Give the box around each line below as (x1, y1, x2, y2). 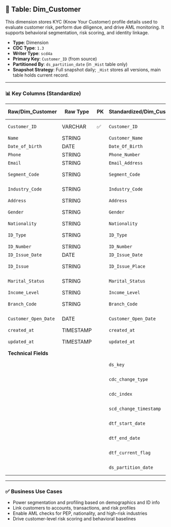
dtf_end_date (108, 435, 140, 441)
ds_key (108, 362, 125, 368)
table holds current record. (12, 72, 69, 78)
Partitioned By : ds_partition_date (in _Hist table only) (12, 61, 128, 67)
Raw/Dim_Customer (8, 108, 57, 115)
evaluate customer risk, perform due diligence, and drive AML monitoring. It (5, 24, 164, 30)
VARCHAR (62, 123, 87, 130)
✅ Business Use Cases (5, 488, 63, 495)
